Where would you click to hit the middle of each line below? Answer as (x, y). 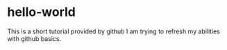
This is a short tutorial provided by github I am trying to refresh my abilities (114, 31)
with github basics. (34, 38)
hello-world (42, 12)
